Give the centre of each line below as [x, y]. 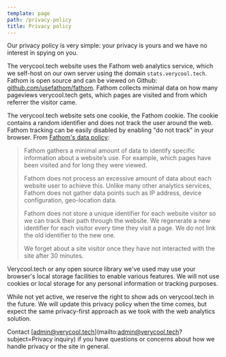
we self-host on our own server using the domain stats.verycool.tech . [107, 73]
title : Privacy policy [39, 26]
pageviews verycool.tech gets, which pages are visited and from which [107, 95]
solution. [19, 319]
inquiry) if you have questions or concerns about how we [135, 339]
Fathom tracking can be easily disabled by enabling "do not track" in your [110, 130]
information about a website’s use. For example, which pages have [117, 158]
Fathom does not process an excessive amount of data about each [117, 178]
